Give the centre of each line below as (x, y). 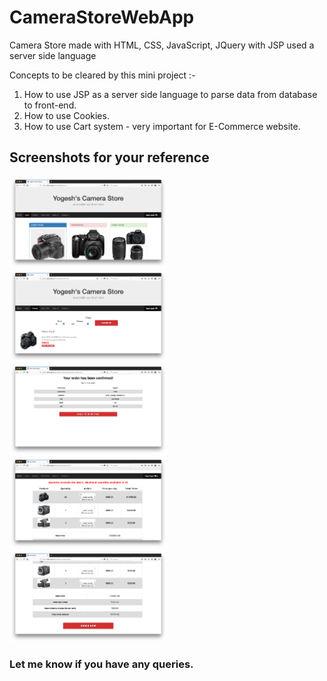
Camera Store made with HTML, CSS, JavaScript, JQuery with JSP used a (162, 45)
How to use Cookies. (66, 115)
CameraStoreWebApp (102, 17)
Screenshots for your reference (109, 157)
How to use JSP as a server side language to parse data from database (170, 94)
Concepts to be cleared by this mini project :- (102, 75)
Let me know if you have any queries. (101, 664)
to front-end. (50, 105)
